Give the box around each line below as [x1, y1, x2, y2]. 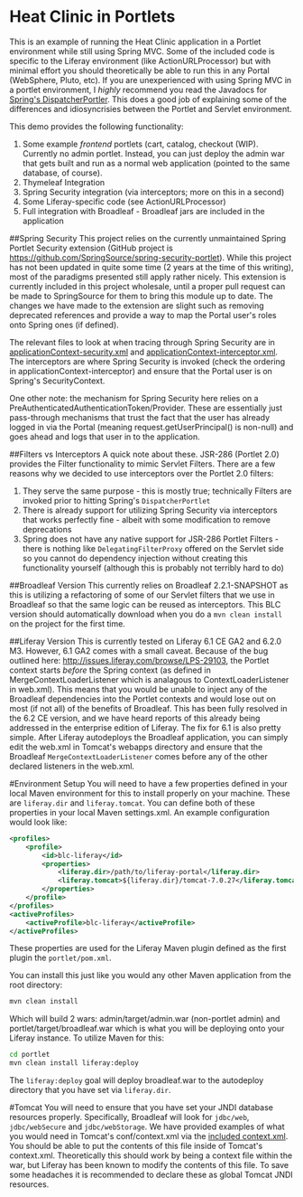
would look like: [9, 816, 68, 827]
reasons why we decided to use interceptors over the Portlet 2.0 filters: [9, 467, 274, 478]
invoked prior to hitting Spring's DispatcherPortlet [22, 495, 211, 505]
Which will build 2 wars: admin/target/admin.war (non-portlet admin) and [9, 1013, 280, 1024]
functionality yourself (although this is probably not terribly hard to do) [22, 562, 284, 573]
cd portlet [9, 1051, 50, 1060]
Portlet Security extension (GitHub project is [9, 242, 173, 253]
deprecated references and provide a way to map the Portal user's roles [9, 309, 277, 320]
